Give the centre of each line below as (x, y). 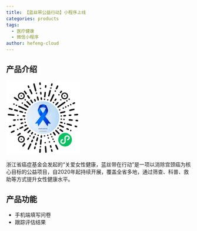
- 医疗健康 (23, 31)
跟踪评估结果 (30, 222)
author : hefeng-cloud (33, 43)
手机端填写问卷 (33, 215)
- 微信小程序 (25, 37)
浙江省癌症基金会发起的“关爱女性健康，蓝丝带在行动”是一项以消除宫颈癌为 (96, 164)
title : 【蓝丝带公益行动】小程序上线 (46, 12)
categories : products (33, 19)
